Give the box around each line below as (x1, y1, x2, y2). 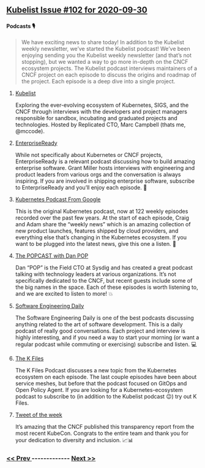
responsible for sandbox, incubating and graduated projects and (15, 114, 177, 121)
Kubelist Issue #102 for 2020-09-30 (6, 5, 148, 15)
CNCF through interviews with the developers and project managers (15, 107, 188, 115)
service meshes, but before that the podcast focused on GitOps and (15, 380, 187, 387)
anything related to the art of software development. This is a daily (15, 320, 183, 328)
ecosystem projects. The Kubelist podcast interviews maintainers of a (21, 64, 198, 72)
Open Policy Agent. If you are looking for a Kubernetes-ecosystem (15, 386, 183, 393)
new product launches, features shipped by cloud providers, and (15, 227, 179, 234)
